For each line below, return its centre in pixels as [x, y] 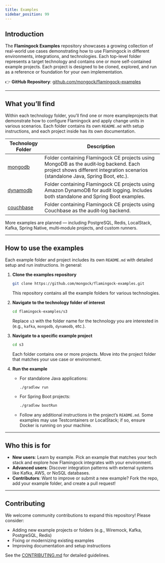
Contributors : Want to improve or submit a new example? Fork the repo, [85, 478]
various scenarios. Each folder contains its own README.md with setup [74, 126]
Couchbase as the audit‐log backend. [88, 211]
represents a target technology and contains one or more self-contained [78, 61]
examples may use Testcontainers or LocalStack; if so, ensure [82, 420]
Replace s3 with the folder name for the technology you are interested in [85, 321]
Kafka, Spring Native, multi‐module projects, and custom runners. [71, 228]
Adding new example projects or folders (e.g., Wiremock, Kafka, [77, 530]
